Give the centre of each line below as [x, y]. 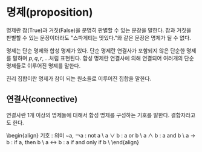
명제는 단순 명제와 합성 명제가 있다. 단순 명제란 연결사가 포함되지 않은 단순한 [96, 50]
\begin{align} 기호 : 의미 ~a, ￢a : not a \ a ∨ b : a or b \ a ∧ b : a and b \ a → [101, 135]
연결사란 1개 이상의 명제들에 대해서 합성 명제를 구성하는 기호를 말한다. [88, 115]
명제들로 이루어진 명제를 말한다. [44, 65]
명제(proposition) [50, 12]
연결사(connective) [42, 99]
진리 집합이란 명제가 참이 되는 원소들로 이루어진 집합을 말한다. [79, 78]
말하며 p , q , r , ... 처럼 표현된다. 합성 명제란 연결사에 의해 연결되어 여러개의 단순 [103, 58]
